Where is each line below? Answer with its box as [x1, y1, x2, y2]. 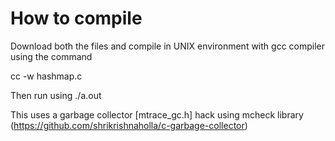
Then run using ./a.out [10, 89, 102, 101]
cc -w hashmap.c [10, 70, 83, 82]
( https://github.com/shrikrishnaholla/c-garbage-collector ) [10, 119, 248, 131]
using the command [10, 50, 93, 62]
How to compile [10, 7, 143, 30]
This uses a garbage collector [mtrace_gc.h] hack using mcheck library [10, 108, 304, 121]
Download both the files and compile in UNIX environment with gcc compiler [10, 40, 326, 52]
